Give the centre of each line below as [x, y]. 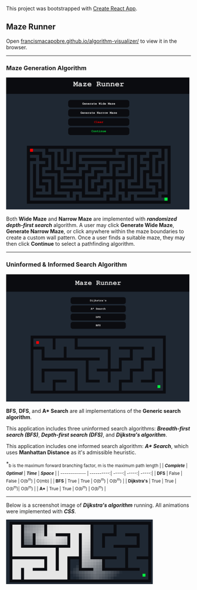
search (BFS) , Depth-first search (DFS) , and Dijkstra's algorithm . [86, 435]
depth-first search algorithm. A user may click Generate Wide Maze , [90, 225]
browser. [17, 47]
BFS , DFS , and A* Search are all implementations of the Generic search [94, 411]
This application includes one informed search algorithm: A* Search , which [97, 446]
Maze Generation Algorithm [46, 68]
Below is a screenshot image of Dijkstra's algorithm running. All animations [98, 505]
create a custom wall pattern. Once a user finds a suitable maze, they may [96, 238]
